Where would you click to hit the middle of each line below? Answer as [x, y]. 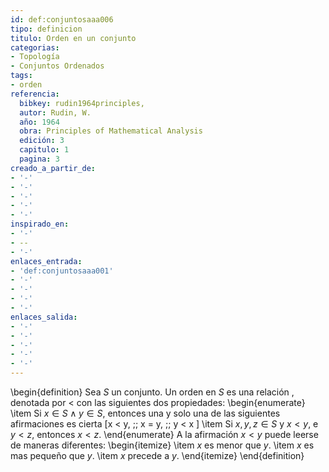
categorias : [35, 47]
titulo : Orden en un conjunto [73, 38]
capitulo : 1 [44, 150]
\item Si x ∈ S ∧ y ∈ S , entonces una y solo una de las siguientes [145, 413]
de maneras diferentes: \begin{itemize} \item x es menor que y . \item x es [162, 445]
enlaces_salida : [44, 317]
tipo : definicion [46, 29]
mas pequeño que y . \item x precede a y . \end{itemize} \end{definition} [157, 455]
